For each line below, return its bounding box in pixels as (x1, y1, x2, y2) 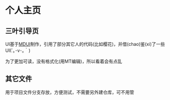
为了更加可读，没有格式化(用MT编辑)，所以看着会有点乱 (5, 58, 122, 64)
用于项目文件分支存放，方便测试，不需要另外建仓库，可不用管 (5, 89, 134, 95)
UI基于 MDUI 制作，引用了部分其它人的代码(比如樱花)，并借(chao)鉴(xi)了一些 (5, 41, 165, 47)
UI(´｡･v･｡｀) (5, 47, 30, 54)
